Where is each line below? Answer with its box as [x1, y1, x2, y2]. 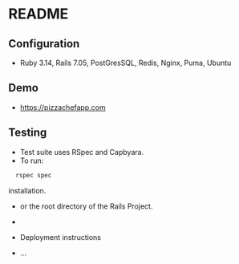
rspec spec [15, 171, 52, 179]
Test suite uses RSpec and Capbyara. [19, 147, 144, 156]
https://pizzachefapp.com [19, 102, 106, 112]
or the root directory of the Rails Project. [19, 201, 153, 211]
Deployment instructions [19, 232, 102, 242]
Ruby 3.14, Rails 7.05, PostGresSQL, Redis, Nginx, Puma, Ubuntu [19, 58, 232, 67]
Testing [8, 126, 47, 140]
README [8, 5, 69, 23]
